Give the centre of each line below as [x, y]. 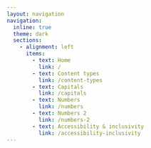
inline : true [32, 27]
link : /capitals [62, 93]
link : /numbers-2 [64, 120]
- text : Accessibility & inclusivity [88, 126]
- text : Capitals [58, 87]
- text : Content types [66, 73]
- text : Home [52, 60]
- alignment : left [47, 47]
